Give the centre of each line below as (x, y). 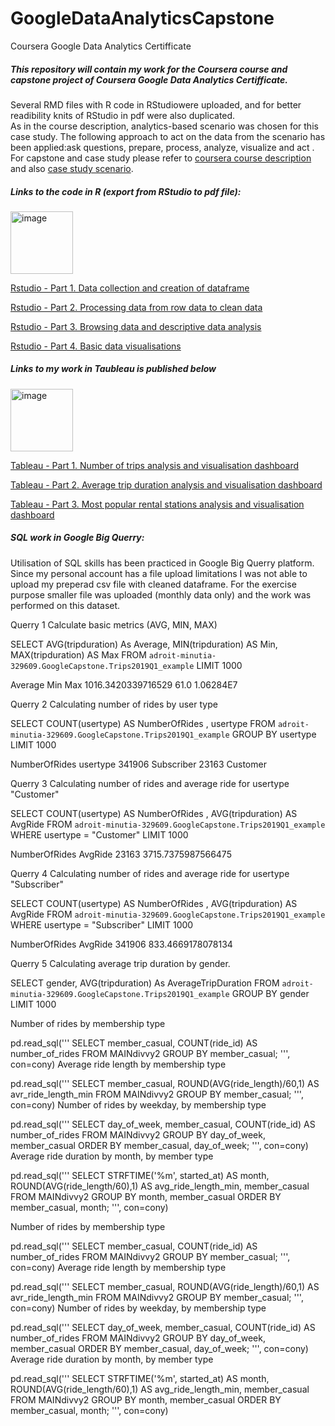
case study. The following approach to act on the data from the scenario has (168, 136)
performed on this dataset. (65, 605)
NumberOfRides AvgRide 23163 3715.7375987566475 (121, 854)
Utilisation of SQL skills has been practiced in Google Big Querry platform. (162, 563)
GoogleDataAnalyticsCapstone (142, 18)
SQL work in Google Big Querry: (77, 538)
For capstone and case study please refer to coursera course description (161, 158)
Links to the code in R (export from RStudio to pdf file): (126, 191)
